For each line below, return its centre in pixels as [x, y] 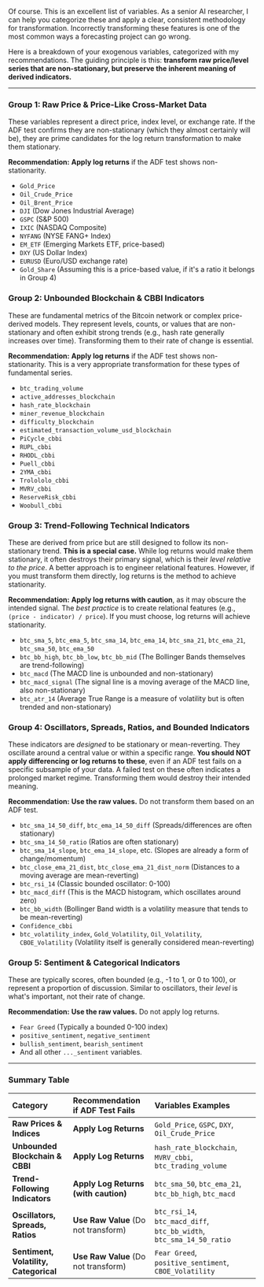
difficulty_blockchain [57, 422]
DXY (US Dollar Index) [53, 253]
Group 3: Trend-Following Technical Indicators [99, 525]
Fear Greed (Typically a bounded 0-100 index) [94, 1027]
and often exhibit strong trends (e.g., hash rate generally [134, 332]
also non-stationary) [53, 690]
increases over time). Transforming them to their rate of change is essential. [131, 340]
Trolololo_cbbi [44, 480]
